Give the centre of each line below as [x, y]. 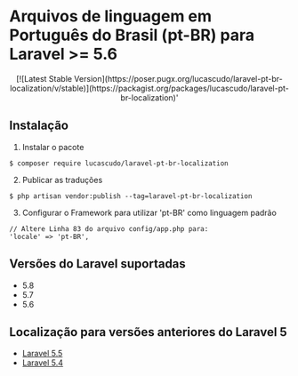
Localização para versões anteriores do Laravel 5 [148, 332]
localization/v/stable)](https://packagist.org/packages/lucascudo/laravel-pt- [149, 88]
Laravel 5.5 [42, 354]
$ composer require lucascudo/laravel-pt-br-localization [119, 163]
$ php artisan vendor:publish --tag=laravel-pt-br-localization [131, 196]
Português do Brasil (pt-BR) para [132, 35]
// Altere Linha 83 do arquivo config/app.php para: [109, 228]
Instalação [39, 126]
